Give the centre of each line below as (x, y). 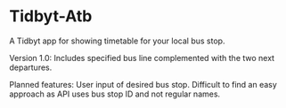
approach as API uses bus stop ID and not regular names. (115, 94)
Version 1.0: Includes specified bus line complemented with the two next (142, 58)
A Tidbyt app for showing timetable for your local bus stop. (117, 41)
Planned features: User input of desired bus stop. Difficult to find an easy (143, 84)
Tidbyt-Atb (51, 16)
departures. (31, 67)
